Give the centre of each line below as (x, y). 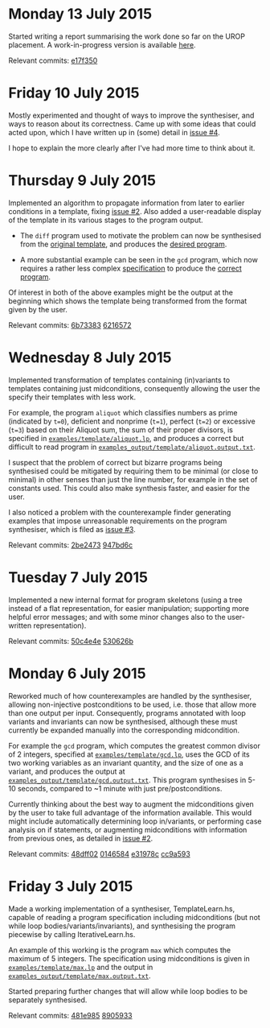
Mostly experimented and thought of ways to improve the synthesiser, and (131, 115)
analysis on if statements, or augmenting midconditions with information (128, 829)
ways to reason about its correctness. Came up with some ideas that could (132, 124)
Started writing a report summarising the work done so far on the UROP (127, 36)
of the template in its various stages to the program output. (106, 220)
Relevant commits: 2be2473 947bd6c (71, 545)
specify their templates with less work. (72, 397)
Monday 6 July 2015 (77, 673)
